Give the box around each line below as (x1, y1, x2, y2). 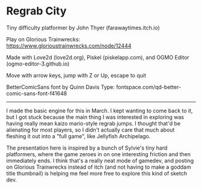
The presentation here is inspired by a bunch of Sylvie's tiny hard (6, 144, 168, 151)
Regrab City (6, 4, 67, 18)
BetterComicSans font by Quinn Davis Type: (6, 83, 115, 91)
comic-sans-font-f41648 (6, 89, 67, 97)
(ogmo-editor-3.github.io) (6, 60, 70, 67)
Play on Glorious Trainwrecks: (6, 35, 81, 43)
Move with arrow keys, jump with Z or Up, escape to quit (6, 71, 146, 79)
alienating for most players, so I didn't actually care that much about (6, 126, 175, 133)
